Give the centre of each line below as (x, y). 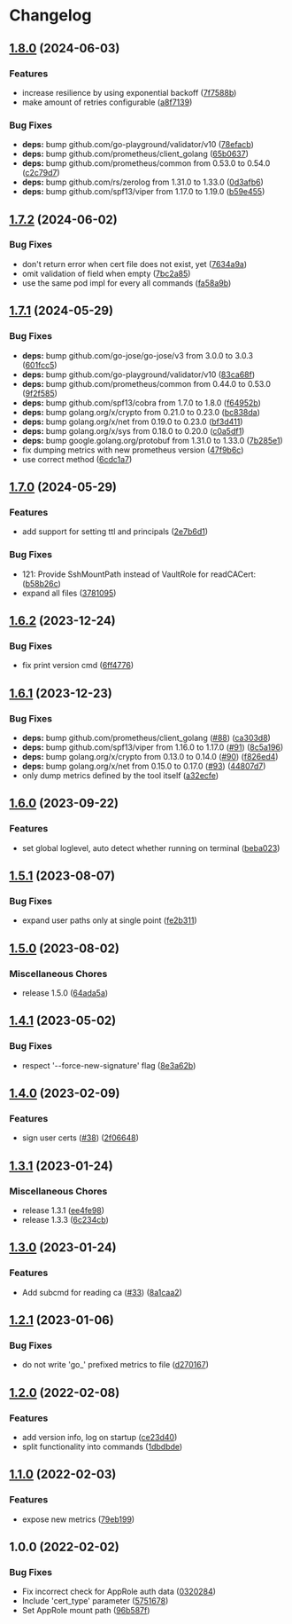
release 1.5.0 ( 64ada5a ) (65, 993)
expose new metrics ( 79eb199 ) (78, 1519)
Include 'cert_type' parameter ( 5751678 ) (95, 1601)
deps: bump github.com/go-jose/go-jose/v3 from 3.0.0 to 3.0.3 (138, 355)
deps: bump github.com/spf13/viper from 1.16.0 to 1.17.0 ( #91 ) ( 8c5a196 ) (153, 747)
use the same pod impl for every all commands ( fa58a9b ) (127, 283)
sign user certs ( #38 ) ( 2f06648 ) (81, 1138)
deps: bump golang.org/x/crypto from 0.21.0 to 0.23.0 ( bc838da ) (141, 412)
